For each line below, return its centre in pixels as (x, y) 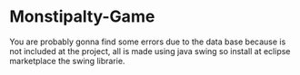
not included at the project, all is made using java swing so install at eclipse (150, 51)
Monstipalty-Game (82, 17)
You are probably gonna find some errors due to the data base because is (148, 42)
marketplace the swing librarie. (67, 61)
